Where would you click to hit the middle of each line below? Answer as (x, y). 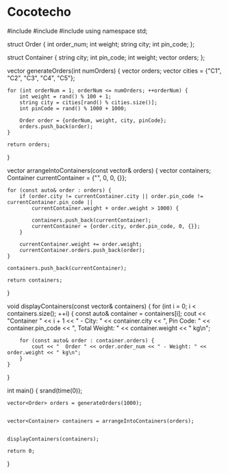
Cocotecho (39, 12)
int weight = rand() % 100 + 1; (65, 97)
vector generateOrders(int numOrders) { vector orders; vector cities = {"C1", (114, 71)
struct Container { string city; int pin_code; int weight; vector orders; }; (106, 57)
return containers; (35, 280)
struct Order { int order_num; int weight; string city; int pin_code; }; (101, 44)
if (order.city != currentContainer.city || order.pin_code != (112, 196)
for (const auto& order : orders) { (59, 190)
